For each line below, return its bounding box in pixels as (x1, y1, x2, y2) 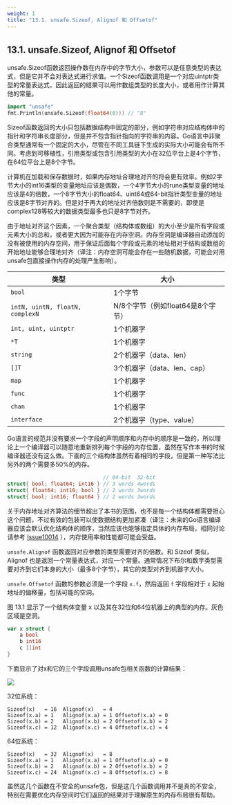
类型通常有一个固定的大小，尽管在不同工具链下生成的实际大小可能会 (12, 141, 207, 149)
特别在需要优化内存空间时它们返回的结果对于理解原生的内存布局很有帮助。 (7, 790, 219, 799)
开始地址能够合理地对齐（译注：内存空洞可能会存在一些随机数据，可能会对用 (7, 248, 225, 256)
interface (10, 416, 43, 424)
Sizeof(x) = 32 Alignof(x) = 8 (7, 750, 113, 758)
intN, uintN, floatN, (10, 303, 81, 311)
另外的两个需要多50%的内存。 (7, 460, 93, 469)
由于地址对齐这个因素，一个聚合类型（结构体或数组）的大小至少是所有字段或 (7, 222, 225, 230)
